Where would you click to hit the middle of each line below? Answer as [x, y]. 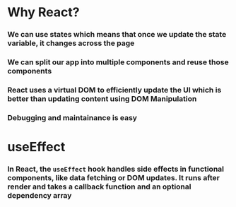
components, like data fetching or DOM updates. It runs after [114, 177]
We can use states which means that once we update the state [117, 35]
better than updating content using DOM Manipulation [102, 98]
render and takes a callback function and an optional [99, 187]
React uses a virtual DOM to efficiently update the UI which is [114, 90]
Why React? [43, 12]
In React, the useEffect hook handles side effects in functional [116, 169]
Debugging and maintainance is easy [72, 117]
